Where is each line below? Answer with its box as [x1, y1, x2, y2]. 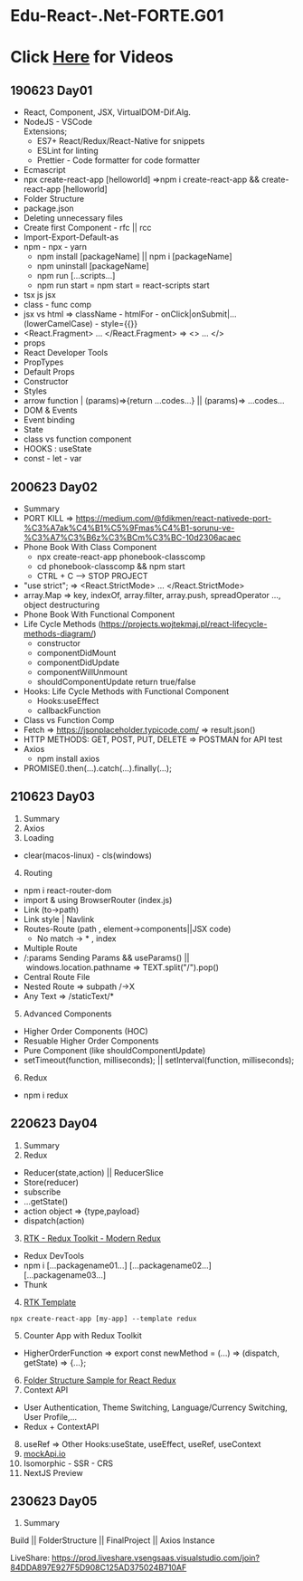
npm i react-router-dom [23, 884, 112, 896]
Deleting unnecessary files [23, 213, 123, 224]
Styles [23, 386, 48, 396]
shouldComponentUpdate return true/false [36, 676, 196, 687]
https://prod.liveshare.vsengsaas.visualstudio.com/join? [52, 1553, 260, 1564]
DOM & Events [23, 405, 78, 416]
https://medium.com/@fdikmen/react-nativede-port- [75, 513, 272, 523]
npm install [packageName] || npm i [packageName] [36, 251, 232, 262]
